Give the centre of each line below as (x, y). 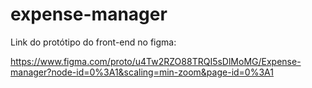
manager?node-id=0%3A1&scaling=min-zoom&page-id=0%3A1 (142, 72)
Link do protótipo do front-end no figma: (93, 42)
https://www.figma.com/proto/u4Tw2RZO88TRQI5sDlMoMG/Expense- (156, 61)
